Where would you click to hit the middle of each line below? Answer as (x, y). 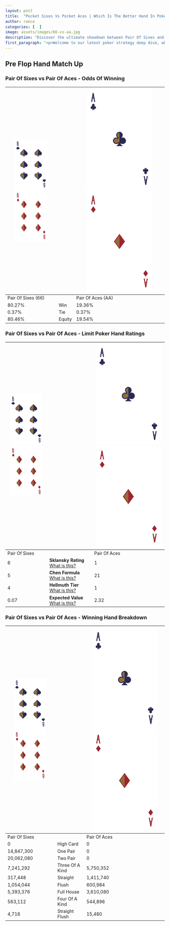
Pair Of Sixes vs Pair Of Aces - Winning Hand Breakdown (76, 618)
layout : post (19, 11)
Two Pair (67, 858)
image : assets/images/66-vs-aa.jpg (43, 32)
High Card (68, 844)
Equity (66, 319)
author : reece (20, 21)
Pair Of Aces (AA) (95, 298)
